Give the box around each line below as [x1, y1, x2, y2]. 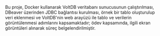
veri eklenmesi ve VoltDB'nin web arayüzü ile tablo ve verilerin [5, 15, 132, 20]
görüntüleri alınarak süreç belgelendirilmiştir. [5, 25, 96, 31]
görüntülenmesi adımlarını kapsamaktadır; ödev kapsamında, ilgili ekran [5, 20, 151, 26]
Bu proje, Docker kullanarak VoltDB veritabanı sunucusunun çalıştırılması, [5, 4, 154, 10]
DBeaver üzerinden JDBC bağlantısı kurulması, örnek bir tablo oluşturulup [5, 9, 155, 15]
